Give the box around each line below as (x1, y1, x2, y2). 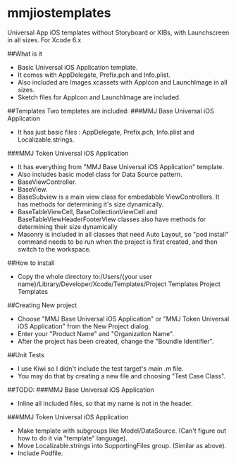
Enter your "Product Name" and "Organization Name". (17, 329, 175, 338)
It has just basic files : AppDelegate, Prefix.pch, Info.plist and (17, 128, 195, 136)
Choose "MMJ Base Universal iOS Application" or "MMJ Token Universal (17, 314, 230, 323)
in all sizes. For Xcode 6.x (7, 35, 82, 44)
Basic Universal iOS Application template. (17, 63, 138, 71)
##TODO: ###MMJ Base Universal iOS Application (7, 385, 155, 394)
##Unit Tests (7, 350, 44, 359)
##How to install (7, 259, 55, 267)
